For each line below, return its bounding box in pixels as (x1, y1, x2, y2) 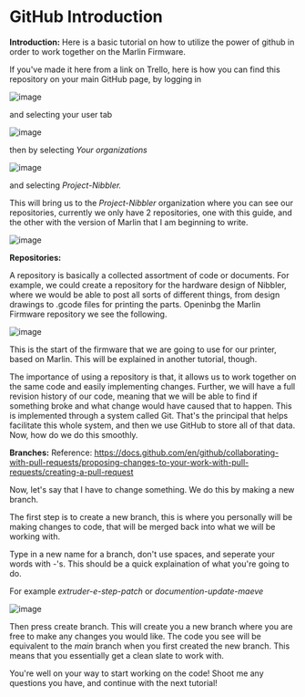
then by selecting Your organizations (9, 144, 148, 155)
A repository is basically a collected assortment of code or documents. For (9, 269, 290, 280)
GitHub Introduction (9, 6, 163, 27)
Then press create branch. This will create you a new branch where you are (9, 620, 293, 631)
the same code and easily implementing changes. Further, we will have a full (9, 380, 296, 391)
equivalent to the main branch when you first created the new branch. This (9, 640, 290, 651)
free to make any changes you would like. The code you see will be (9, 630, 261, 641)
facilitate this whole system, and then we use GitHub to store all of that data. (9, 420, 296, 431)
